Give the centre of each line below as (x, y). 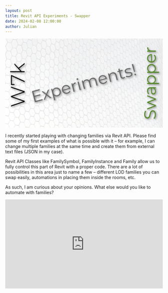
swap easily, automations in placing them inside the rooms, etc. (70, 177)
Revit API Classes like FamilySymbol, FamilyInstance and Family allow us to (82, 161)
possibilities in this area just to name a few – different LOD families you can (82, 172)
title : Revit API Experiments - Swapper (48, 16)
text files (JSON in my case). (34, 152)
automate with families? (29, 192)
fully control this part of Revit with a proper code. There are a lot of (74, 167)
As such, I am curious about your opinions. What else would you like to (78, 187)
